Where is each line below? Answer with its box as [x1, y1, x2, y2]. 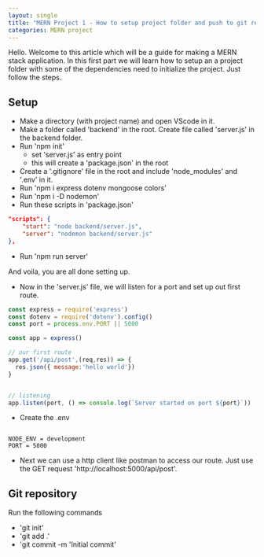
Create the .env [19, 413, 70, 422]
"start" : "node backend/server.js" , [22, 223, 143, 231]
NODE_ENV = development [8, 435, 86, 443]
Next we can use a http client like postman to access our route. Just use [19, 456, 254, 465]
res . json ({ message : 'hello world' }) [15, 363, 135, 371]
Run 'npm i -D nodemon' [19, 192, 100, 201]
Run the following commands [8, 508, 103, 518]
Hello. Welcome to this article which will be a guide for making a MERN [8, 48, 237, 57]
